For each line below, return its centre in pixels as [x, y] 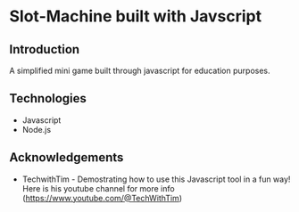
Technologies [48, 98]
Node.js [37, 129]
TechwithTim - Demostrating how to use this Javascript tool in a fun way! [156, 179]
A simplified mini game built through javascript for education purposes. [140, 70]
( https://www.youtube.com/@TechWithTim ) [102, 198]
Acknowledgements [66, 158]
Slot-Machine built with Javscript [135, 16]
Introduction [45, 49]
